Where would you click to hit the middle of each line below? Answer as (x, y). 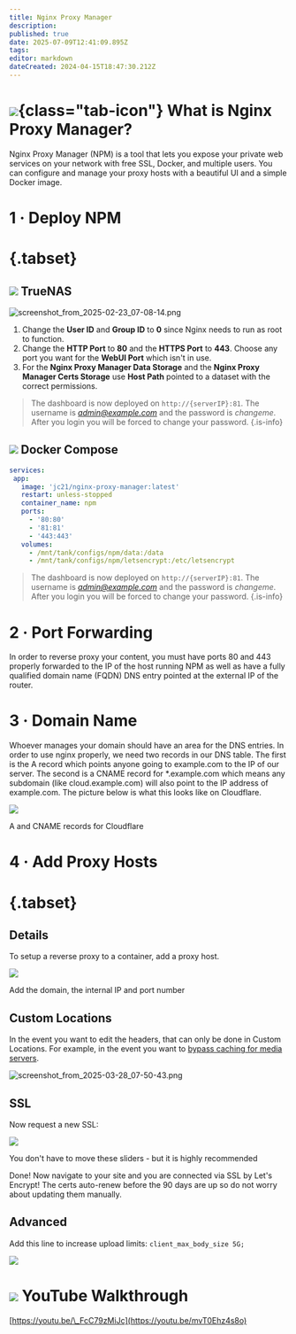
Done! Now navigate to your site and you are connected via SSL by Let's (141, 1175)
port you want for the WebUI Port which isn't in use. (117, 358)
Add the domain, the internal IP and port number (97, 990)
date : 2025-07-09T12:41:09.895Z (68, 42)
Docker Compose (70, 450)
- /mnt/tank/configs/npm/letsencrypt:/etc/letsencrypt (132, 561)
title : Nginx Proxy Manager (61, 17)
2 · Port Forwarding (81, 632)
